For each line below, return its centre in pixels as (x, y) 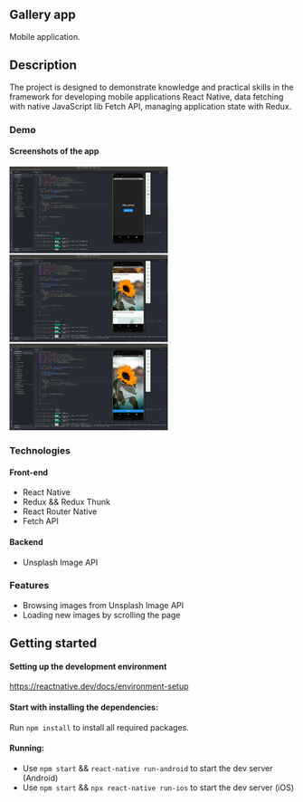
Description (43, 66)
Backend (26, 541)
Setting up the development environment (88, 666)
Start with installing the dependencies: (84, 707)
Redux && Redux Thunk (66, 502)
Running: (27, 748)
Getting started (53, 643)
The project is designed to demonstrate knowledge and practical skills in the (151, 87)
